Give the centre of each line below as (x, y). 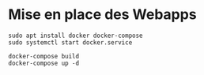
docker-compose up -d (44, 63)
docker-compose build (44, 56)
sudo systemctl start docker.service (70, 42)
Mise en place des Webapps (102, 15)
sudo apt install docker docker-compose (76, 36)
